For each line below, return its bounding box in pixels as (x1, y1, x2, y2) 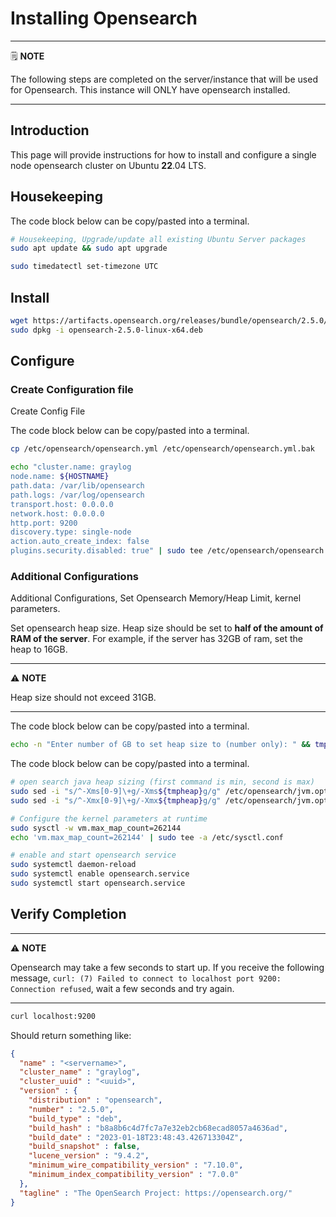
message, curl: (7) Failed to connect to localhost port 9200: (10, 972, 282, 984)
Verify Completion (10, 906, 127, 923)
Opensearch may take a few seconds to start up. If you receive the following (10, 961, 325, 973)
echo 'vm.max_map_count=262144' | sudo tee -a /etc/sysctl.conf (10, 832, 284, 842)
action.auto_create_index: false (10, 537, 150, 547)
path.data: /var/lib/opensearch (10, 481, 145, 491)
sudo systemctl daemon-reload (10, 860, 137, 870)
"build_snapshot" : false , (28, 1142, 141, 1152)
